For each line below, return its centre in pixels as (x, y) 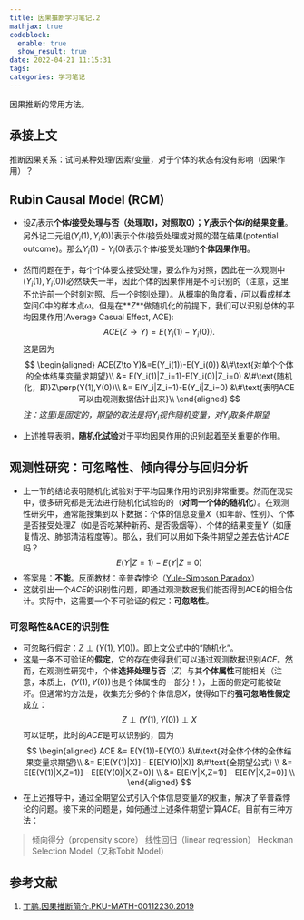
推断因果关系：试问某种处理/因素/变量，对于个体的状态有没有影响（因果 (144, 159)
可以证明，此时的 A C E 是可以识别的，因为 (98, 735)
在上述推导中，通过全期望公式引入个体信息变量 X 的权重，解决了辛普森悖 (157, 798)
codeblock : (30, 35)
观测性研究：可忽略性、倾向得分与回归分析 (128, 467)
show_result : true (53, 52)
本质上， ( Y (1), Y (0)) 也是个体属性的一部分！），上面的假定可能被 (156, 682)
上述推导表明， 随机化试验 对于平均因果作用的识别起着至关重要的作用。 (154, 436)
